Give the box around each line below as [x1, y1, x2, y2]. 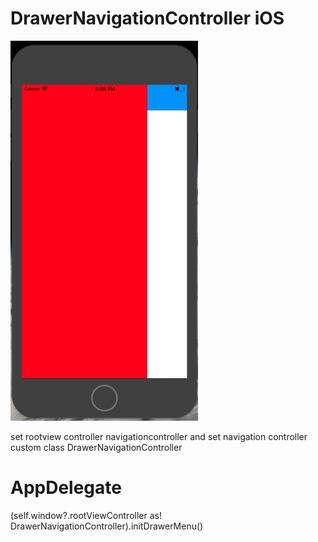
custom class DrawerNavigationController [10, 441, 183, 453]
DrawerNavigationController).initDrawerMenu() [10, 520, 204, 532]
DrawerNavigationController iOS [10, 7, 285, 30]
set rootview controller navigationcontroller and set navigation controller [10, 430, 308, 442]
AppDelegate [10, 476, 122, 499]
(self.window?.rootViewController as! [10, 509, 162, 521]
